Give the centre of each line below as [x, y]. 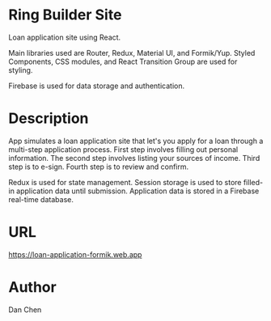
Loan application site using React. [65, 37]
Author [32, 287]
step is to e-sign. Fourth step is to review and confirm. [99, 167]
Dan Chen [25, 310]
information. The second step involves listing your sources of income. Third [134, 158]
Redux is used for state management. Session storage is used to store [125, 182]
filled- [253, 182]
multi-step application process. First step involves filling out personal [123, 149]
